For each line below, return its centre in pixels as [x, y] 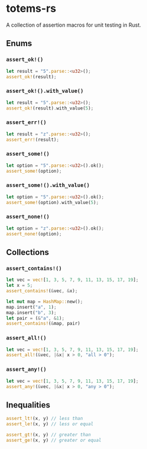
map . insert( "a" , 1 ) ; [32, 307]
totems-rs [31, 9]
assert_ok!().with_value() [45, 91]
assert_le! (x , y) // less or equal [50, 424]
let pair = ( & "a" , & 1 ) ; [35, 318]
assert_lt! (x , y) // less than [45, 419]
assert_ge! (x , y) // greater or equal [54, 440]
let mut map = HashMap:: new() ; [45, 301]
